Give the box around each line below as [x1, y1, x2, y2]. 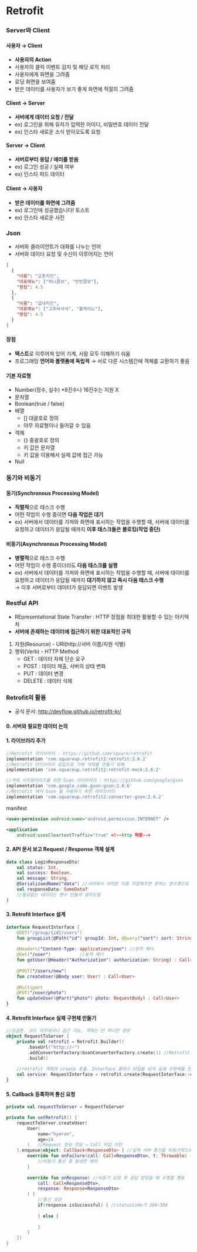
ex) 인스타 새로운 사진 [14, 214, 65, 221]
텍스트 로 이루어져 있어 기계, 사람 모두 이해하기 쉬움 [14, 350, 131, 357]
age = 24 [37, 1137, 54, 1142]
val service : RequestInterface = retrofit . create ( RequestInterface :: [16, 1072, 191, 1078]
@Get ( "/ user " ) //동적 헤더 [16, 952, 104, 958]
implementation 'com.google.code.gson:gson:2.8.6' [6, 783, 133, 789]
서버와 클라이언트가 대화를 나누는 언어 [14, 243, 101, 250]
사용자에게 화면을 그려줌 [14, 71, 70, 78]
